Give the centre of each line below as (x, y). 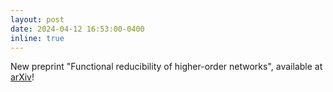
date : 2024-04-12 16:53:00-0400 (77, 29)
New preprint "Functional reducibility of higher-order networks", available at (166, 67)
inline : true (37, 38)
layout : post (37, 19)
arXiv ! (22, 77)
